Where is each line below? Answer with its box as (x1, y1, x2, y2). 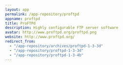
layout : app (5, 7, 29, 12)
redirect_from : (5, 39, 36, 44)
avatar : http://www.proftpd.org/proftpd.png (5, 30, 97, 35)
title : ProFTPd (5, 21, 36, 26)
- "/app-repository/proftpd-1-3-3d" (9, 48, 84, 53)
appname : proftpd (5, 16, 40, 21)
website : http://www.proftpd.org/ (5, 35, 75, 40)
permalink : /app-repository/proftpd (5, 12, 79, 17)
